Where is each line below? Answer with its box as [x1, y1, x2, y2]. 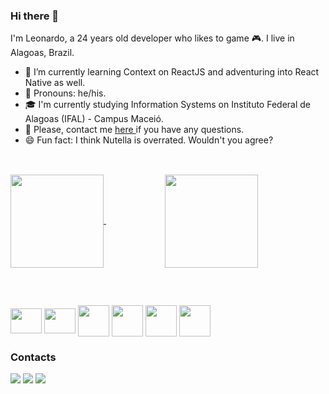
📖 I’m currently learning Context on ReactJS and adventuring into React [24, 66, 320, 78]
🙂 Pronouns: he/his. [24, 87, 107, 99]
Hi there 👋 [10, 9, 60, 23]
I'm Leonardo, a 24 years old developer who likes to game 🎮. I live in [10, 32, 295, 44]
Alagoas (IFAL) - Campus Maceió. [24, 113, 164, 125]
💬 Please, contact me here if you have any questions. [24, 124, 245, 136]
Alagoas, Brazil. [10, 47, 75, 59]
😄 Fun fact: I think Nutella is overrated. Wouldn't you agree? [24, 134, 274, 146]
